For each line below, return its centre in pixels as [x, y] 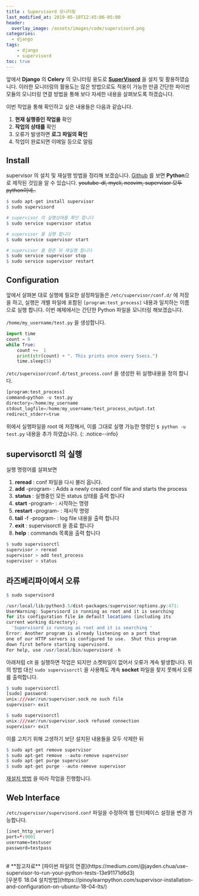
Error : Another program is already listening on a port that [83, 633]
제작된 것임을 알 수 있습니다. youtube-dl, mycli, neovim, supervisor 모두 [97, 183]
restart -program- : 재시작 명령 [52, 511]
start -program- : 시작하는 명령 [52, 503]
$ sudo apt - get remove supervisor [49, 750]
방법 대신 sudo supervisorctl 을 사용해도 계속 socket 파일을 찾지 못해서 [97, 670]
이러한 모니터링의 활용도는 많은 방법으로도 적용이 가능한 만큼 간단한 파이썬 [104, 86]
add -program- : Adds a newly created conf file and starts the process [101, 489]
